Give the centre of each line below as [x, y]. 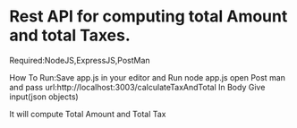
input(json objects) [44, 97]
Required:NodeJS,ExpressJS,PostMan [80, 60]
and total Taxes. [70, 35]
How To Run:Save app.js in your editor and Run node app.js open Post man [148, 77]
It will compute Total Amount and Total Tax [88, 114]
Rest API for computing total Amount [148, 17]
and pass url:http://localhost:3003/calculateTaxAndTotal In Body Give [137, 87]
